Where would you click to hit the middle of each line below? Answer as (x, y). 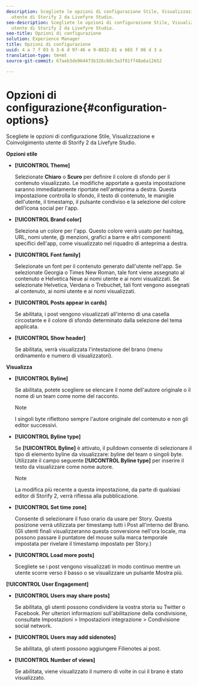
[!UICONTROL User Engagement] (47, 584)
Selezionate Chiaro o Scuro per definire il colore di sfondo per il (92, 177)
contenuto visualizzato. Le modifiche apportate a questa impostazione (100, 183)
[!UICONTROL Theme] (42, 165)
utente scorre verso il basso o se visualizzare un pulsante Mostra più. (99, 573)
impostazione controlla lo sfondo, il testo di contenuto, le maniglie (94, 195)
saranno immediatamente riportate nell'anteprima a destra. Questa (95, 190)
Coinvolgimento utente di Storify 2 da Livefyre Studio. (71, 142)
